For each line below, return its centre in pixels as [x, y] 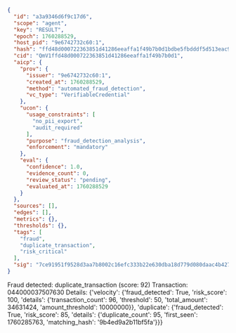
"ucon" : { [34, 108]
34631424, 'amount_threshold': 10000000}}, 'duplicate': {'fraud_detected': [115, 307]
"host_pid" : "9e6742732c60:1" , [59, 43]
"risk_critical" [44, 252]
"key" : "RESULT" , [39, 30]
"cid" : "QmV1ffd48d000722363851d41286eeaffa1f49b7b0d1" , [99, 56]
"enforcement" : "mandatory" [67, 148]
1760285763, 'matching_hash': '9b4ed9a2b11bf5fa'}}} [85, 322]
